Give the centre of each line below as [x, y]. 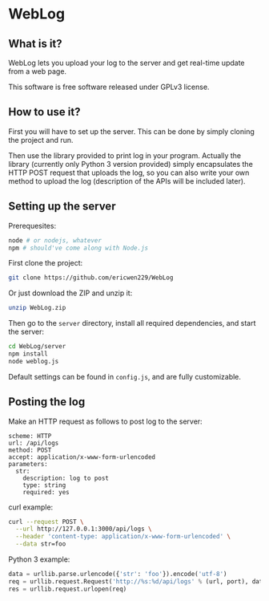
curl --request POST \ [46, 522]
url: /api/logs [34, 443]
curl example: [31, 507]
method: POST [30, 450]
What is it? [35, 44]
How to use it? [44, 112]
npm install [28, 354]
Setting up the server [62, 207]
